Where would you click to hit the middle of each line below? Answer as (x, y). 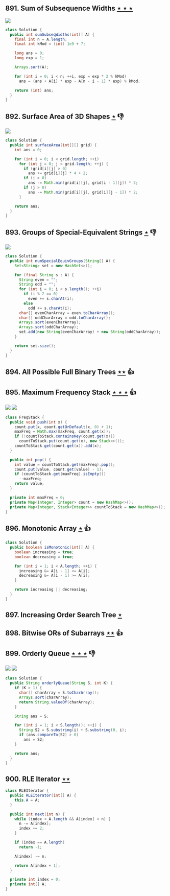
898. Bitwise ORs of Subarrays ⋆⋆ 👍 (64, 633)
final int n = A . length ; (41, 39)
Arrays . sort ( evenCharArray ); (50, 322)
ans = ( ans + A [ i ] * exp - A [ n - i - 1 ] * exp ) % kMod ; (79, 81)
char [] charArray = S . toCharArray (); (59, 693)
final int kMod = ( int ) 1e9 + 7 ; (50, 44)
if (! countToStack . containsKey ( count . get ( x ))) (65, 436)
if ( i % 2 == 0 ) (41, 294)
